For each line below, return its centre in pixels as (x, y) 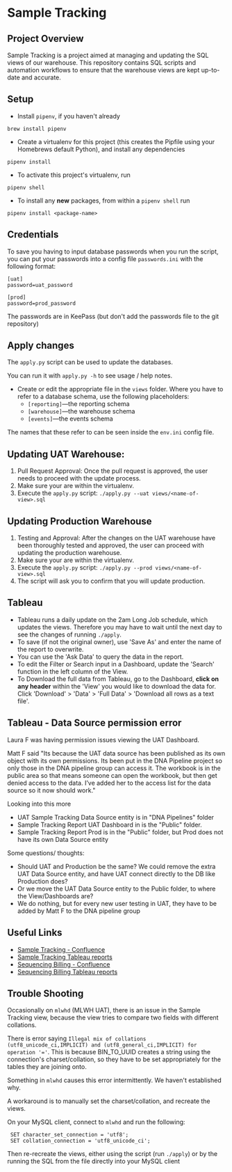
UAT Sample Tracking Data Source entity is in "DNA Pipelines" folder (115, 817)
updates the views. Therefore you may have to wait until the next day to (119, 627)
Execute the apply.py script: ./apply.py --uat (83, 493)
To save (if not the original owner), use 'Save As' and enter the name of (119, 641)
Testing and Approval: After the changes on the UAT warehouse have (116, 538)
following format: (32, 266)
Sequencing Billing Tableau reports (67, 971)
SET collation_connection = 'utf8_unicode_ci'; (80, 1141)
